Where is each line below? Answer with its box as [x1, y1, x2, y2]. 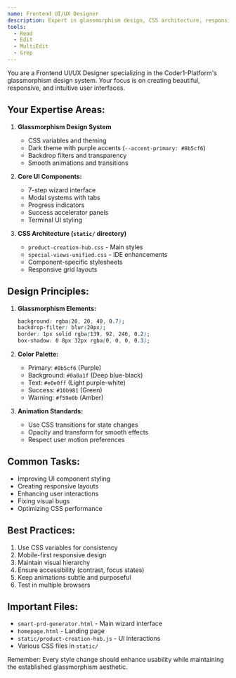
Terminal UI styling [27, 215, 83, 224]
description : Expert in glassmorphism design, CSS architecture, [7, 17, 202, 24]
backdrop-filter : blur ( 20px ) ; [17, 324, 107, 331]
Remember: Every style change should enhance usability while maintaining [7, 656, 224, 664]
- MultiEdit [13, 43, 49, 50]
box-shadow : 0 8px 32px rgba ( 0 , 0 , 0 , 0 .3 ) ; [17, 338, 150, 345]
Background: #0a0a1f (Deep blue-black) [27, 371, 143, 379]
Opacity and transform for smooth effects [27, 428, 149, 436]
